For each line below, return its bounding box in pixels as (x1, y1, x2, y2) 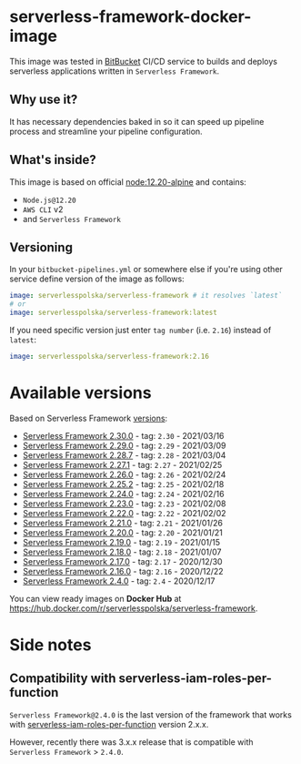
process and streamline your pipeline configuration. (9, 126, 203, 137)
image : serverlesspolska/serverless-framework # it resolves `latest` (9, 291, 283, 301)
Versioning (9, 239, 73, 255)
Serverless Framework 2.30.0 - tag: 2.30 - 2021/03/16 (22, 430, 225, 441)
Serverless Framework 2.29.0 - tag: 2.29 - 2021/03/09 (22, 440, 226, 451)
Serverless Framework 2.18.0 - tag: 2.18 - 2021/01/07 (22, 546, 222, 557)
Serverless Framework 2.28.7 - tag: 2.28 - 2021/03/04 (22, 449, 226, 461)
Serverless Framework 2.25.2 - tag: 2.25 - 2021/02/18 (22, 478, 225, 489)
